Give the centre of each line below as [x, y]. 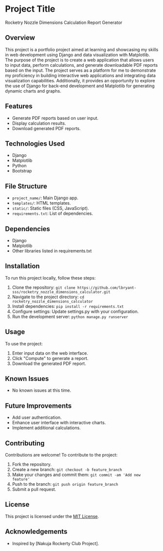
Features [19, 106]
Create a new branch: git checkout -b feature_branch [67, 470]
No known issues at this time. [42, 390]
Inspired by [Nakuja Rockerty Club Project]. [55, 543]
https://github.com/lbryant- [107, 288]
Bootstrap [22, 171]
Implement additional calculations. [46, 428]
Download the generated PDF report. [49, 363]
